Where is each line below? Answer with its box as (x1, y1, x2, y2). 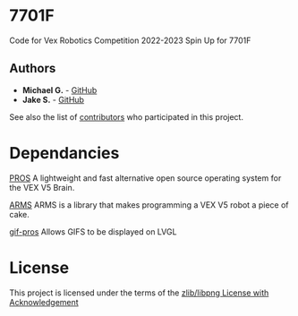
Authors (9, 61, 56, 76)
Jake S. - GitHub (21, 94, 85, 105)
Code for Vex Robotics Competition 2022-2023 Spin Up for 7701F (9, 35, 251, 46)
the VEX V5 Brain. (9, 182, 75, 192)
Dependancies (9, 142, 120, 163)
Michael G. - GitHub (21, 84, 98, 95)
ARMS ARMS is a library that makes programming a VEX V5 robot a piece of (9, 199, 289, 210)
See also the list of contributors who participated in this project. (9, 111, 244, 122)
